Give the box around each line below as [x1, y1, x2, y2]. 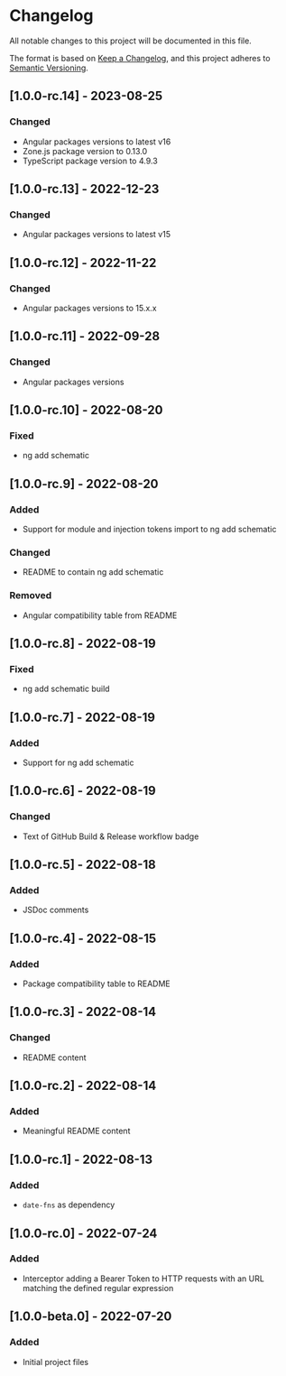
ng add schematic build [22, 683, 110, 695]
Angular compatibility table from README [22, 610, 178, 621]
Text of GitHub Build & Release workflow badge [22, 831, 199, 842]
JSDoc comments [22, 904, 89, 916]
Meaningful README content [22, 1125, 131, 1137]
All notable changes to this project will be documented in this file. [9, 35, 253, 46]
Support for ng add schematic [22, 757, 134, 768]
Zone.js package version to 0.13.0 [22, 145, 148, 156]
